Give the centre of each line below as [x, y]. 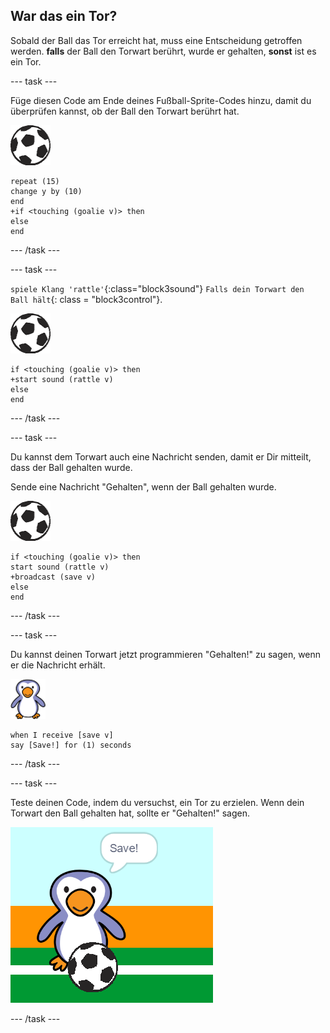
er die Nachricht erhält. [58, 665]
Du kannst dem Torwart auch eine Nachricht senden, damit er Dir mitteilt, [161, 456]
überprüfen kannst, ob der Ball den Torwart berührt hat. [125, 111]
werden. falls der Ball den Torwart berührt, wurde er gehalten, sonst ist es [163, 51]
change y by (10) [46, 191]
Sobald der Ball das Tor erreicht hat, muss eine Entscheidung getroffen [156, 40]
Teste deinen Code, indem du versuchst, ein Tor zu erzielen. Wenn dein [157, 802]
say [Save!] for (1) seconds [71, 745]
